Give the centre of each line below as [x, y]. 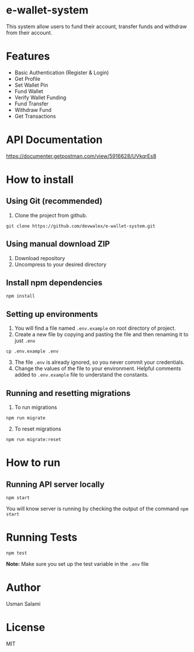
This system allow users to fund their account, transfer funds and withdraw [96, 26]
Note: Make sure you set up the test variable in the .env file [77, 564]
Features [28, 57]
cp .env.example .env [32, 351]
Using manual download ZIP [58, 244]
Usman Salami [23, 603]
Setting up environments [52, 314]
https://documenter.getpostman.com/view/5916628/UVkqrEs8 [81, 156]
